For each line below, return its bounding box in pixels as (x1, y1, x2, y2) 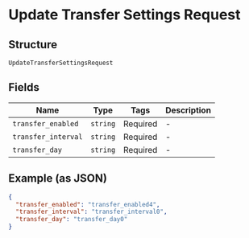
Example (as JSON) (8, 171, 107, 186)
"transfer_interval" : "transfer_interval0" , (15, 207, 168, 216)
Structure (8, 38, 58, 51)
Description (164, 105, 212, 116)
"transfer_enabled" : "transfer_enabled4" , (15, 200, 160, 208)
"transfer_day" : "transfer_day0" (15, 215, 128, 224)
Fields (8, 80, 40, 94)
